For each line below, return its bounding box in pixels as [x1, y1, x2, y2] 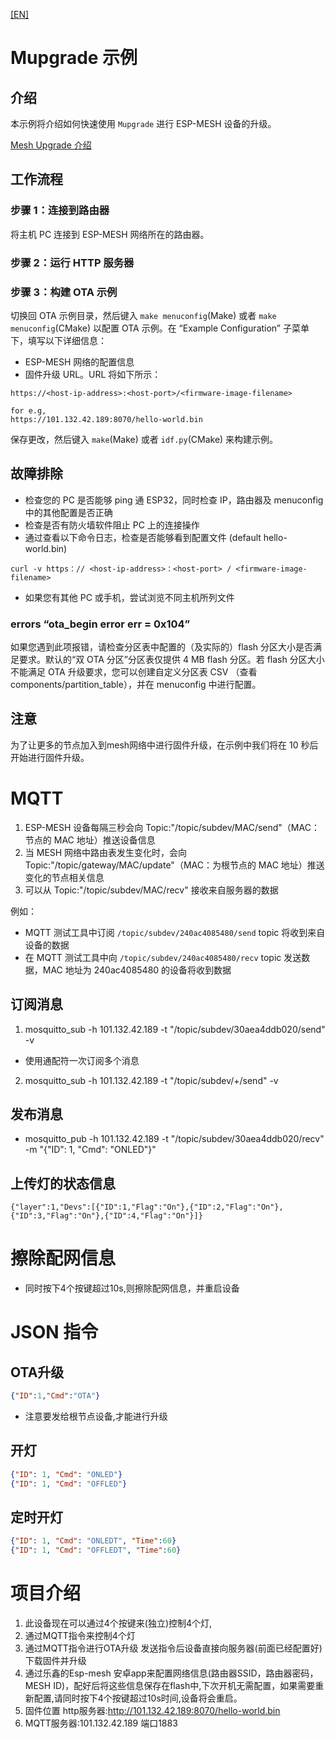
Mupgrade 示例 [10, 47, 138, 69]
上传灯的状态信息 [10, 1175, 116, 1192]
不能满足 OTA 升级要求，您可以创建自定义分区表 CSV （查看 [10, 666, 258, 678]
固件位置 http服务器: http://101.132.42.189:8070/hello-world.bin [24, 1705, 281, 1717]
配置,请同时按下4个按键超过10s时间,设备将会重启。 [33, 1692, 243, 1704]
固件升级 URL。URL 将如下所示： [24, 368, 162, 380]
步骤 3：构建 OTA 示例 [10, 285, 118, 299]
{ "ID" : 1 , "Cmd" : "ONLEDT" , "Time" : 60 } [10, 1536, 177, 1546]
